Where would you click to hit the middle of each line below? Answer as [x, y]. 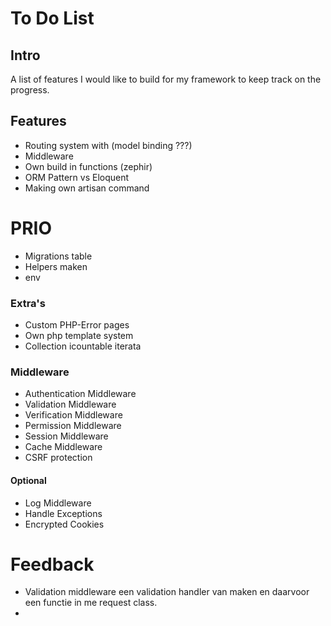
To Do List [52, 18]
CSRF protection [58, 458]
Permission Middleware [73, 426]
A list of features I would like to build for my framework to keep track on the [166, 79]
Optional [28, 480]
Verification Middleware [73, 415]
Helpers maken [56, 266]
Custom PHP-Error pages [77, 325]
